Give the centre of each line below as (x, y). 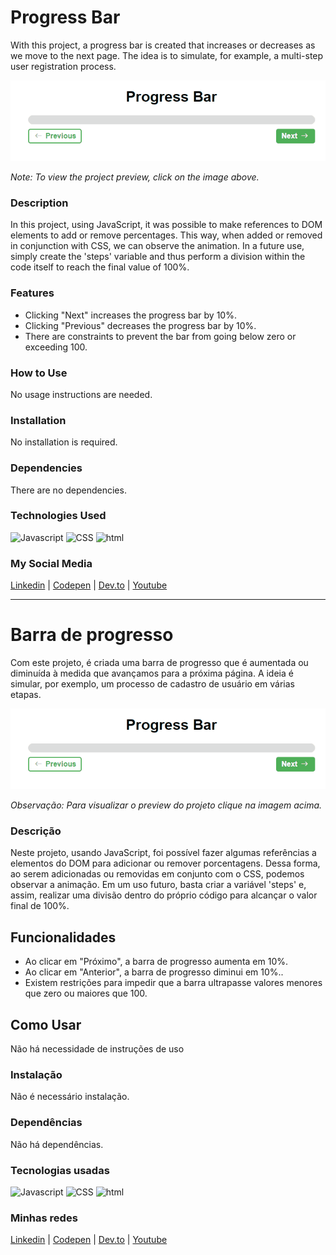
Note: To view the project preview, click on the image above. (135, 177)
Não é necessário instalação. (70, 1097)
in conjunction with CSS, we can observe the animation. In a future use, (157, 246)
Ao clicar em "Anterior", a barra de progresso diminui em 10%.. (154, 972)
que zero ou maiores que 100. (86, 993)
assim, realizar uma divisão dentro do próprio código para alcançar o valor (164, 895)
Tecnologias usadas (60, 1170)
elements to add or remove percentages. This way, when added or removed (166, 235)
